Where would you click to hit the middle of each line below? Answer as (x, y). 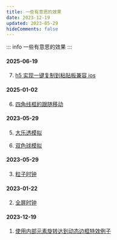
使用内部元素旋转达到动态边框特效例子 (63, 231)
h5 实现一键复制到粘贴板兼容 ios (55, 75)
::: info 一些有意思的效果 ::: (39, 47)
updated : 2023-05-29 (32, 23)
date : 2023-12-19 (28, 18)
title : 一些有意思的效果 (34, 12)
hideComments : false (32, 29)
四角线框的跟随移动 (39, 104)
